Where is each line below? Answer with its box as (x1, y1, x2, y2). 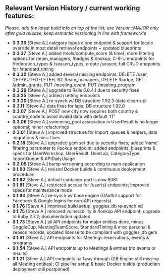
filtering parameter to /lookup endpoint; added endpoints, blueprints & (12, 145, 156, 151)
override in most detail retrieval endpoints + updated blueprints (12, 45, 142, 51)
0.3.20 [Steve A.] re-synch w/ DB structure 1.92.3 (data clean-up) (12, 98, 147, 104)
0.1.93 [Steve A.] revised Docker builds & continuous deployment (12, 166, 146, 172)
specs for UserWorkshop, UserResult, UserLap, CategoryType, (12, 150, 141, 156)
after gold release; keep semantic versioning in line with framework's (5, 30, 147, 36)
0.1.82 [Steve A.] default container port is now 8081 (12, 176, 118, 182)
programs (12, 240, 33, 246)
